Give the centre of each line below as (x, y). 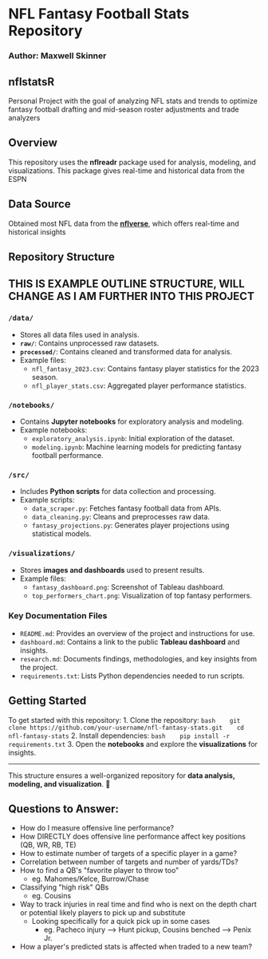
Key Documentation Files (58, 616)
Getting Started (47, 701)
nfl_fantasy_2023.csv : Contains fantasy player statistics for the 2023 (145, 369)
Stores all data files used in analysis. (79, 334)
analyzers (24, 117)
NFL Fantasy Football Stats (99, 14)
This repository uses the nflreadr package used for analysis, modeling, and (132, 162)
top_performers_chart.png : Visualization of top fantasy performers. (142, 595)
